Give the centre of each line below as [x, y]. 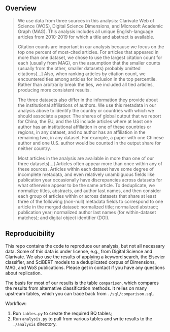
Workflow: [16, 303]
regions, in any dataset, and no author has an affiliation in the [81, 132]
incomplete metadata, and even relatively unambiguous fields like [86, 174]
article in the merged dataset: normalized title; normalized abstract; [88, 207]
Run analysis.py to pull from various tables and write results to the [82, 319]
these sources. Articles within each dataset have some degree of [86, 169]
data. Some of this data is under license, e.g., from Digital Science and [79, 251]
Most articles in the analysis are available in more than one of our [86, 158]
